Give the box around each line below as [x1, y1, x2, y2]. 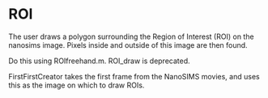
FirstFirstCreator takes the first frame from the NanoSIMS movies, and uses [8, 71, 261, 81]
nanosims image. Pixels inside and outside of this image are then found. [8, 40, 249, 49]
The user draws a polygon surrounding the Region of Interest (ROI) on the [8, 32, 254, 41]
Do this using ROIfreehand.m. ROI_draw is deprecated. [8, 56, 190, 66]
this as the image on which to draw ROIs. [8, 80, 145, 90]
